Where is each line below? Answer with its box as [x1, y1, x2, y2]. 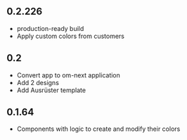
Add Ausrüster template [16, 86, 86, 94]
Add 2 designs [16, 78, 59, 87]
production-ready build [16, 24, 84, 32]
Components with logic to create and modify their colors [16, 125, 181, 133]
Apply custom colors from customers [16, 32, 124, 40]
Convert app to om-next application [16, 70, 121, 79]
